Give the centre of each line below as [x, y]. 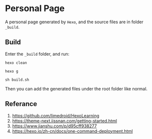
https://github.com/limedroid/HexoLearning [56, 116]
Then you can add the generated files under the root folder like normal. [76, 89]
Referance [21, 104]
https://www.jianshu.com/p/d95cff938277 [54, 126]
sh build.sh [17, 80]
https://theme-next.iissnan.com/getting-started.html [65, 121]
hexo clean [16, 63]
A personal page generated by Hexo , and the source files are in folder [74, 22]
